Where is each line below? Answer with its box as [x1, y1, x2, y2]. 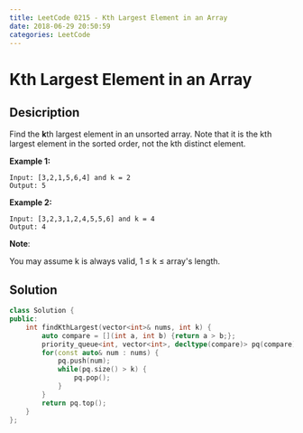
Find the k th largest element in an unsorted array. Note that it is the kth [9, 128, 272, 140]
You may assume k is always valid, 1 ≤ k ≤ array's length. [9, 256, 221, 267]
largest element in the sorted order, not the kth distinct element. [9, 138, 246, 149]
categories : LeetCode [9, 30, 91, 39]
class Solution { [9, 306, 75, 315]
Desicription [9, 105, 80, 120]
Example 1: [9, 155, 51, 167]
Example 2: [9, 197, 52, 208]
